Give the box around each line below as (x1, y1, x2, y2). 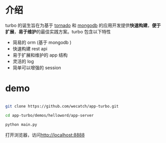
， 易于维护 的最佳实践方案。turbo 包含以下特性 (14, 28, 111, 34)
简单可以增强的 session (12, 64, 62, 71)
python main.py (5, 122, 37, 127)
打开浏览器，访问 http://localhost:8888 (5, 132, 85, 138)
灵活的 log (12, 58, 34, 64)
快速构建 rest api (12, 45, 48, 52)
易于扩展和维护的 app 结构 (12, 52, 68, 58)
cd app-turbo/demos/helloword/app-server (5, 113, 94, 118)
